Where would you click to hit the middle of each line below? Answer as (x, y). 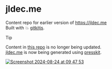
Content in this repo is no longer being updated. (54, 47)
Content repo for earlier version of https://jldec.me (56, 23)
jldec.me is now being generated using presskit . (54, 52)
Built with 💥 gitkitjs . (25, 27)
